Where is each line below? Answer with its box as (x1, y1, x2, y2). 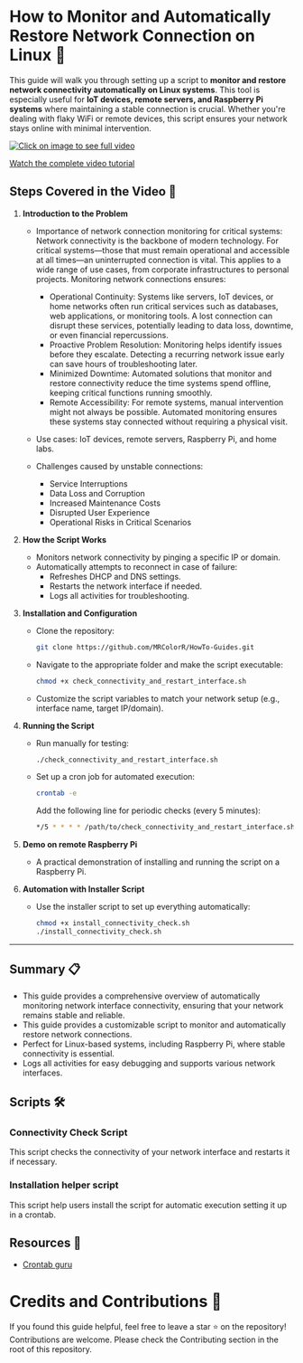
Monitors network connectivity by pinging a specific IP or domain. (35, 552, 281, 563)
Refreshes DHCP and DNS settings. (49, 571, 182, 582)
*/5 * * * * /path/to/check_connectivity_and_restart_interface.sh (35, 823, 295, 832)
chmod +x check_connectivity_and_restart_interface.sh (35, 677, 246, 686)
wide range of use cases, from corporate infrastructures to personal (35, 264, 289, 275)
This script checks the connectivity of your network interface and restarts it (9, 1147, 290, 1158)
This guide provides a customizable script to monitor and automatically (22, 1019, 287, 1030)
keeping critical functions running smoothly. (49, 387, 213, 398)
